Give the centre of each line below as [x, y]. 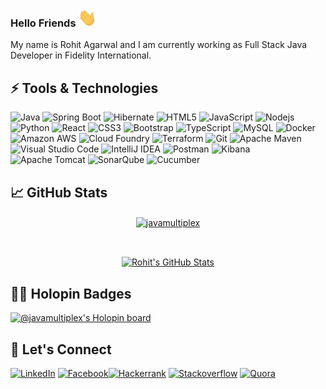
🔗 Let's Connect [61, 349]
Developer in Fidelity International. [81, 55]
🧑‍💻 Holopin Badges [71, 293]
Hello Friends [43, 23]
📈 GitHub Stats [59, 192]
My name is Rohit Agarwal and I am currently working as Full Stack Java [159, 45]
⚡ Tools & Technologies [84, 88]
